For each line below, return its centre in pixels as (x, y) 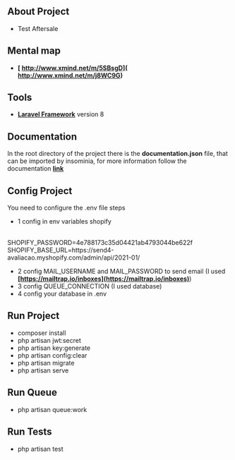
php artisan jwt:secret (49, 340)
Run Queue (32, 393)
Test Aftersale (38, 28)
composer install (42, 333)
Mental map (34, 51)
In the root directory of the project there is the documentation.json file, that (117, 154)
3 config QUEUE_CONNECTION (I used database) (90, 286)
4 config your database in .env (62, 294)
